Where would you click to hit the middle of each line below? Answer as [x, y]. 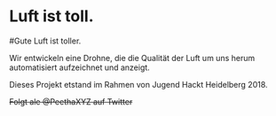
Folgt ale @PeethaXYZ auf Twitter [71, 101]
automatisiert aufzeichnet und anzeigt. [80, 67]
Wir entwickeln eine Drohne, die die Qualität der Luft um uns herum [132, 58]
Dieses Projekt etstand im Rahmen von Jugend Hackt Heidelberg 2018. [138, 84]
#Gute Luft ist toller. [45, 41]
